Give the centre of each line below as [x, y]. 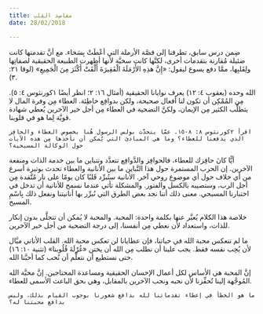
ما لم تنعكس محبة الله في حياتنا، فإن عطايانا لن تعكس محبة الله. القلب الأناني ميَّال [128, 240]
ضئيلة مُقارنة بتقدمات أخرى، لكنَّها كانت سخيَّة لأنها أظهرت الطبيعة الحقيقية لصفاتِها [127, 60]
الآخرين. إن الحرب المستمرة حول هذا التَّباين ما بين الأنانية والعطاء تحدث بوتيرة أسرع [131, 168]
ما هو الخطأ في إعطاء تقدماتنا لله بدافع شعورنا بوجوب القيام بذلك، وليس [132, 295]
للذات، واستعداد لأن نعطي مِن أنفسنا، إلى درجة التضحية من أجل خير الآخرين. [119, 225]
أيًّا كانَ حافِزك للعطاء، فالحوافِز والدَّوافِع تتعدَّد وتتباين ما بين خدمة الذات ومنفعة [122, 160]
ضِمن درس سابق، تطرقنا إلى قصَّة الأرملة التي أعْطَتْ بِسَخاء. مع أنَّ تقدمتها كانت [125, 52]
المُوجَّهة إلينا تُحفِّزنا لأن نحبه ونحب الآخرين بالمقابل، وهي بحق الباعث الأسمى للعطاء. [130, 280]
